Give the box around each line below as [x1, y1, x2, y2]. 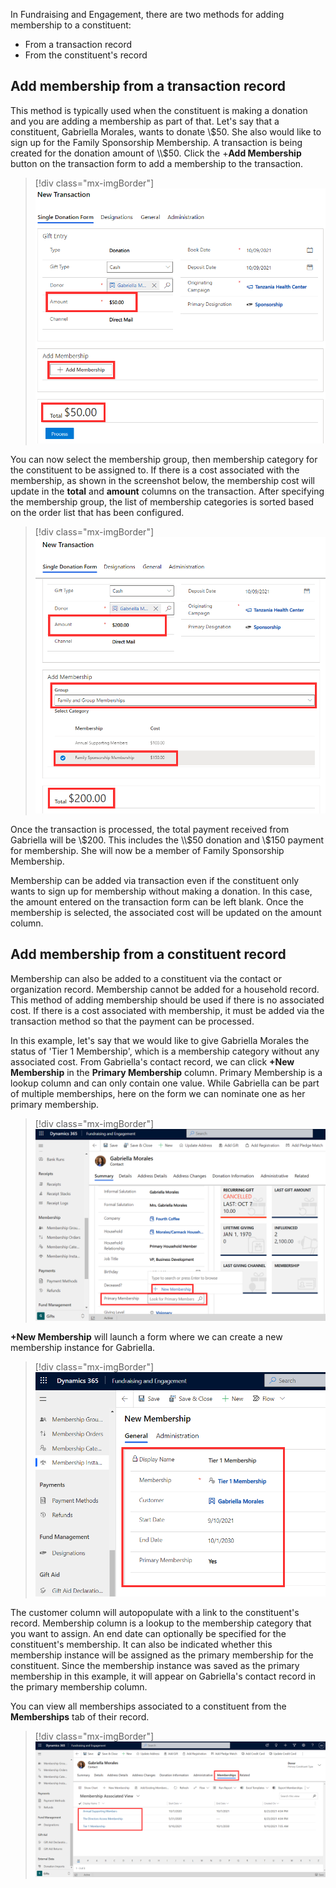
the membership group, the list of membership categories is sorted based [10, 495, 315, 508]
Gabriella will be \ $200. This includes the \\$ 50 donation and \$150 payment [10, 834, 324, 846]
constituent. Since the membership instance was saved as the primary [10, 1659, 300, 1671]
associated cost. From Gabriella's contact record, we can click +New [10, 1055, 295, 1068]
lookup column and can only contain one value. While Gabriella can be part [10, 1077, 320, 1089]
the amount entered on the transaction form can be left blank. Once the [10, 895, 305, 908]
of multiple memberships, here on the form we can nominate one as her [10, 1087, 306, 1099]
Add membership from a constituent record [10, 946, 287, 963]
